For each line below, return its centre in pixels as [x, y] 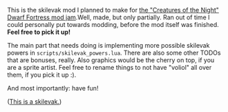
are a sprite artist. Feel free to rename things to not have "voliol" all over [110, 67]
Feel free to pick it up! [39, 32]
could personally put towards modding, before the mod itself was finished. [113, 25]
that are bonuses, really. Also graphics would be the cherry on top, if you [111, 60]
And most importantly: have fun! [53, 88]
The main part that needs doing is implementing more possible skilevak [108, 45]
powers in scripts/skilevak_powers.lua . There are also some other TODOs [114, 53]
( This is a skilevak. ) [35, 102]
